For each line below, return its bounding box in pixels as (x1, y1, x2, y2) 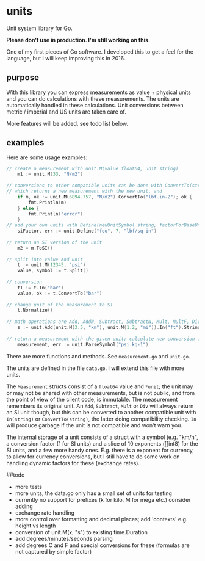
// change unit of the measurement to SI (6, 302, 113, 308)
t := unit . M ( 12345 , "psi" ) (17, 262, 86, 268)
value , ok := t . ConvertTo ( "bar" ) (17, 290, 103, 297)
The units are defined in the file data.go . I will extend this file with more (6, 364, 185, 372)
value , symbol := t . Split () (17, 267, 88, 274)
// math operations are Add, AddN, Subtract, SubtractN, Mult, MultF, (6, 319, 190, 325)
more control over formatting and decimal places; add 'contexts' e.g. (15, 515, 188, 523)
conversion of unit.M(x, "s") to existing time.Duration (15, 528, 148, 535)
